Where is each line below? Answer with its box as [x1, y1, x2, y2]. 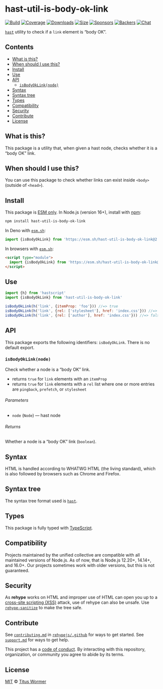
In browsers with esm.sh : [5, 246, 54, 252]
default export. [5, 344, 35, 350]
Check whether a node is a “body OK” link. [5, 366, 91, 372]
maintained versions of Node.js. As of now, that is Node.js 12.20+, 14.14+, [5, 557, 152, 563]
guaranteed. [5, 567, 30, 573]
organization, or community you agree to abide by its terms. [5, 652, 125, 657]
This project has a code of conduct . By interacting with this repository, [5, 646, 146, 653]
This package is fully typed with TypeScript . [5, 525, 93, 531]
